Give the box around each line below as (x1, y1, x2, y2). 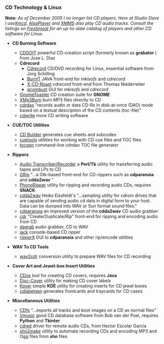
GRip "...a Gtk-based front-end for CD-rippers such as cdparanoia (19, 172, 154, 178)
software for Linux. (5, 31, 44, 37)
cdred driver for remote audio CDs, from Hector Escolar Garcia (19, 323, 146, 329)
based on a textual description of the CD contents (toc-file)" (19, 107, 141, 113)
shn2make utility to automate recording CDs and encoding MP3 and (19, 328, 157, 334)
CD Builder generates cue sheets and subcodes (19, 132, 116, 138)
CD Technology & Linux (5, 4, 62, 11)
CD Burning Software (12, 40, 56, 46)
